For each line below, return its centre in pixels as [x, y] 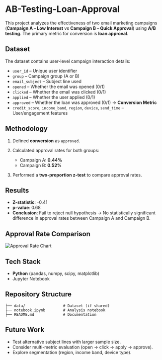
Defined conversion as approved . [46, 141]
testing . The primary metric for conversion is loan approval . [67, 33]
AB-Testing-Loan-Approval [63, 9]
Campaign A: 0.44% [41, 160]
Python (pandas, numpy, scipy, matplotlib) [56, 273]
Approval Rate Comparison [48, 234]
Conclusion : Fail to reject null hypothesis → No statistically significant [84, 213]
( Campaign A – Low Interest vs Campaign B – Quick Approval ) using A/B [81, 28]
